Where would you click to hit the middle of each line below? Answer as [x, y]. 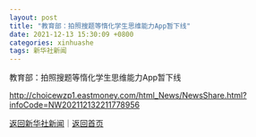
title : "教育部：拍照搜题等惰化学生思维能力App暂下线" [100, 26]
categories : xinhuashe [51, 43]
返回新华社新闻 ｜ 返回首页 [56, 124]
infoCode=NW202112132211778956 [75, 105]
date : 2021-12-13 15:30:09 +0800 [72, 34]
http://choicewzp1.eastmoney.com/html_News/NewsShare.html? [128, 96]
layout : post [34, 17]
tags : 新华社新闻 [38, 51]
